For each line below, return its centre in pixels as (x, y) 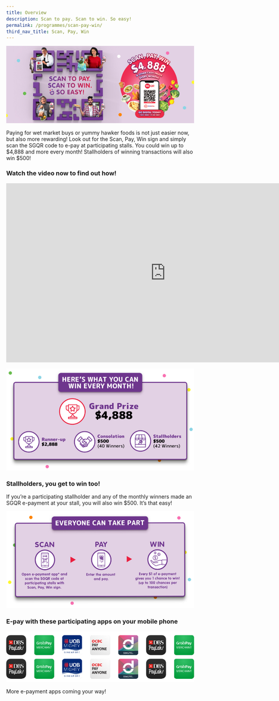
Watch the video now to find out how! (61, 173)
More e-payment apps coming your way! (56, 691)
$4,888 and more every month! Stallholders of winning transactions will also (100, 152)
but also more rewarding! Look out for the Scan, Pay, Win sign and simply (96, 139)
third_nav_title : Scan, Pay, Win (48, 32)
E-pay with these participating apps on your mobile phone (92, 622)
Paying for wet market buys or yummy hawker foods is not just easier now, (98, 133)
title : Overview (26, 13)
